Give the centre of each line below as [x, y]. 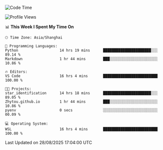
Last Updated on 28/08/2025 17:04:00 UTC [49, 142]
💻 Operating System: [27, 124]
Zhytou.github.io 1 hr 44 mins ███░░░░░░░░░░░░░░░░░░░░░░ [81, 102]
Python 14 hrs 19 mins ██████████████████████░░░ [81, 50]
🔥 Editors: [16, 72]
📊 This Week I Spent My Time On [39, 27]
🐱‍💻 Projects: [18, 89]
